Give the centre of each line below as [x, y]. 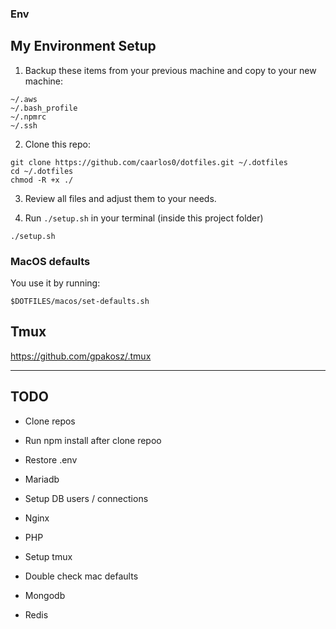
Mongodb [45, 595]
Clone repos [50, 421]
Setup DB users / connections [86, 498]
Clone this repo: [57, 144]
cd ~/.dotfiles [42, 171]
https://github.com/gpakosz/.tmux [81, 356]
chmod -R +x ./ [42, 180]
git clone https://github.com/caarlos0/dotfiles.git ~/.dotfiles [149, 162]
